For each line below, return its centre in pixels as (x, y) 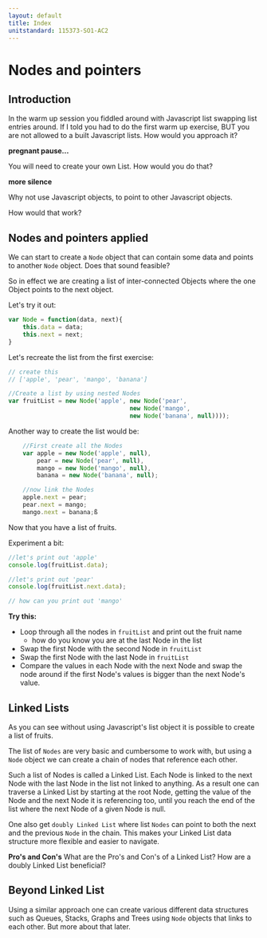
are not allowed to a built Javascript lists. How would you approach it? (123, 136)
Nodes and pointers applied (79, 237)
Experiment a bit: (36, 543)
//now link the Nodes (58, 490)
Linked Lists (39, 708)
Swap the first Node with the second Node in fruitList (110, 649)
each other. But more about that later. (70, 926)
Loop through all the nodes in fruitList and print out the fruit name (131, 632)
